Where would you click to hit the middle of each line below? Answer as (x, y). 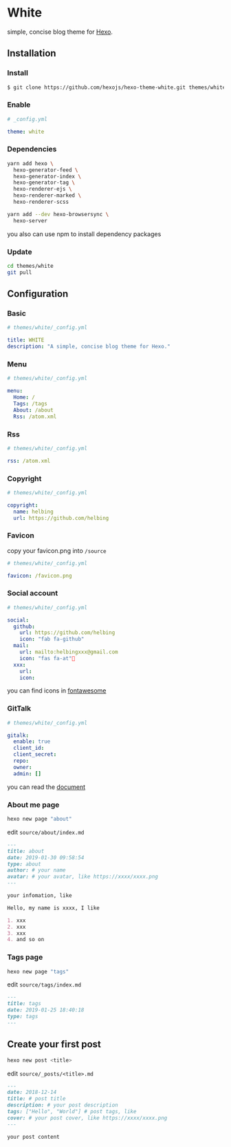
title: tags (24, 1004)
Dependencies (32, 149)
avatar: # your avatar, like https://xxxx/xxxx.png (82, 877)
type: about (24, 864)
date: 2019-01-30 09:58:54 (46, 857)
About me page (33, 805)
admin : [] (27, 774)
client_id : (29, 748)
